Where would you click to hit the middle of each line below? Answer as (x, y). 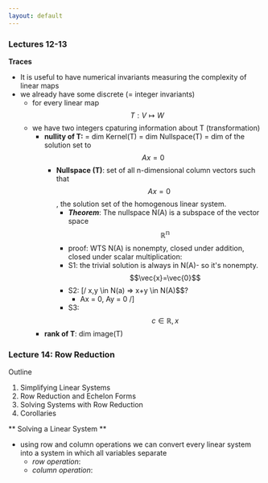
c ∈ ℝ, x (165, 320)
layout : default (35, 16)
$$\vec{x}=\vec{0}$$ (165, 278)
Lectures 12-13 (38, 43)
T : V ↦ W (147, 115)
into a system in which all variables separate (93, 452)
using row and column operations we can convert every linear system (136, 444)
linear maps (39, 85)
